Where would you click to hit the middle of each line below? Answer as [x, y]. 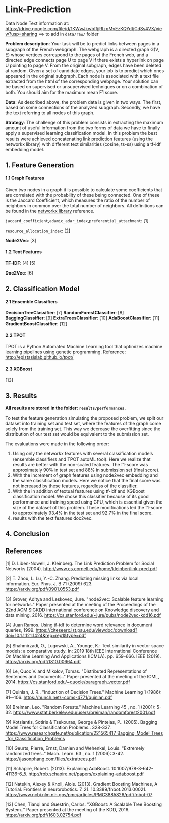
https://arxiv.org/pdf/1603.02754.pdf [43, 815]
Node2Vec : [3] [21, 240]
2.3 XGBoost [19, 369]
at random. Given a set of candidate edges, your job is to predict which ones [85, 71]
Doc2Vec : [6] [19, 273]
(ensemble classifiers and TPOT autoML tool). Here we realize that [81, 459]
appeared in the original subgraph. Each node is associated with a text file [82, 76]
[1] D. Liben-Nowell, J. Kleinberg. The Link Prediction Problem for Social [80, 563]
